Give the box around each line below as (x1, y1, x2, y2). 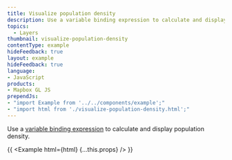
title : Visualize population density (7, 10, 116, 17)
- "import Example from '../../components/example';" (7, 100, 166, 106)
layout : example (7, 55, 54, 62)
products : (7, 80, 36, 87)
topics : (7, 23, 30, 30)
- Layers (13, 29, 39, 36)
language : (7, 67, 36, 74)
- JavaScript (7, 73, 45, 81)
